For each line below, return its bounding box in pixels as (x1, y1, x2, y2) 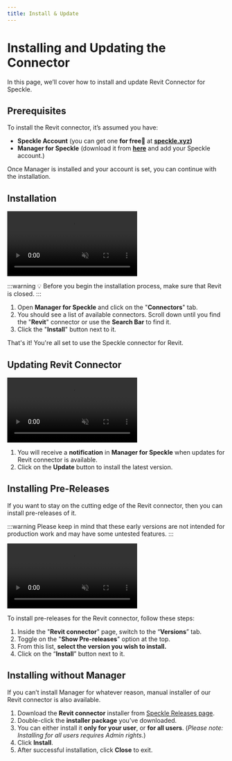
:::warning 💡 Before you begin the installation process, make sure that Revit (7, 282, 222, 290)
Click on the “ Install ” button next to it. (17, 649, 125, 658)
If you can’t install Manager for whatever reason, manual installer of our (7, 688, 211, 697)
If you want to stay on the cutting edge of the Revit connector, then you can (7, 501, 223, 509)
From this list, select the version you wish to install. (17, 642, 167, 650)
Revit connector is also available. (7, 695, 101, 703)
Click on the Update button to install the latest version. (17, 463, 173, 471)
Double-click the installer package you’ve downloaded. (17, 716, 177, 724)
